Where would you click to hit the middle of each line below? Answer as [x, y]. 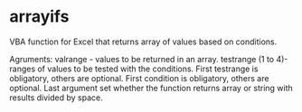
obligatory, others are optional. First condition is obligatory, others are [139, 78]
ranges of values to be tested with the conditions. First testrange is [134, 69]
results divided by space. [56, 98]
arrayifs [39, 17]
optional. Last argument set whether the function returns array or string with [151, 88]
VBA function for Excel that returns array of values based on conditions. [143, 42]
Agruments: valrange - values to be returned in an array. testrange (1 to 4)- [149, 59]
